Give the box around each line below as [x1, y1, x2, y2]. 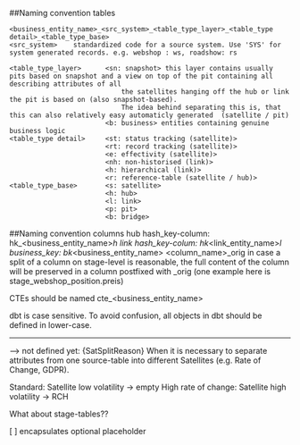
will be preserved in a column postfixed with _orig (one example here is [9, 266, 271, 276]
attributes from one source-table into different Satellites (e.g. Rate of [9, 355, 262, 365]
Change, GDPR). [9, 365, 70, 374]
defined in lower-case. [9, 320, 92, 330]
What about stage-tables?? [9, 408, 109, 419]
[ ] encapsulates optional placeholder [9, 426, 146, 436]
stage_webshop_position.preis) [9, 276, 124, 286]
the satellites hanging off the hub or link [121, 88, 290, 97]
